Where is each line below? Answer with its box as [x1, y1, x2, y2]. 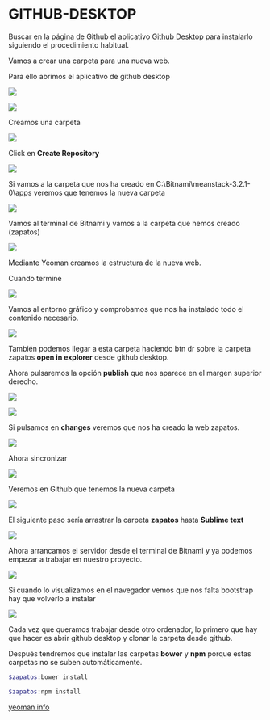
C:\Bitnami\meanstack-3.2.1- [156, 179, 251, 188]
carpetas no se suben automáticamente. [8, 657, 143, 667]
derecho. [8, 377, 39, 386]
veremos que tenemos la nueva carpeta [33, 187, 165, 197]
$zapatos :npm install [8, 688, 81, 696]
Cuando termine [8, 273, 62, 283]
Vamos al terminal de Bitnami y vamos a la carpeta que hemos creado [8, 218, 240, 228]
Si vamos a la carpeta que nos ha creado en [8, 179, 155, 188]
